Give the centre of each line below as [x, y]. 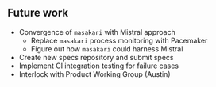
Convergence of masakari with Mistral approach [97, 32]
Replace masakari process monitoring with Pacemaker [119, 40]
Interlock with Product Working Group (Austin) [94, 74]
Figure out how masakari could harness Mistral [107, 49]
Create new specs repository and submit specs [96, 57]
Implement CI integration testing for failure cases [99, 66]
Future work [38, 13]
